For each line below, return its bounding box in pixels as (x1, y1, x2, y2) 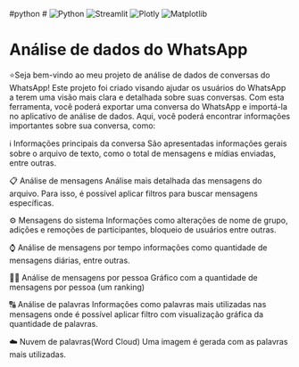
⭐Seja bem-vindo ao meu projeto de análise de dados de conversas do (9, 69, 270, 80)
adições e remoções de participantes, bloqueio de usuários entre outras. (9, 224, 277, 235)
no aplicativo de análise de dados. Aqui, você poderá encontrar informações (9, 110, 291, 121)
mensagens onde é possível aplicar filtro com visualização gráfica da (9, 308, 264, 320)
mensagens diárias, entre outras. (9, 255, 131, 265)
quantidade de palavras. (9, 318, 98, 329)
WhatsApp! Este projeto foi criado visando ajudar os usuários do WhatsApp (9, 82, 287, 93)
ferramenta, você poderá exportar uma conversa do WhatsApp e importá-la (9, 101, 288, 111)
